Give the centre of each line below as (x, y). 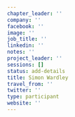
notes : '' (21, 52)
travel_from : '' (30, 84)
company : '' (24, 20)
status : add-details (36, 71)
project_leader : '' (35, 58)
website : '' (24, 103)
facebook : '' (26, 26)
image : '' (21, 33)
